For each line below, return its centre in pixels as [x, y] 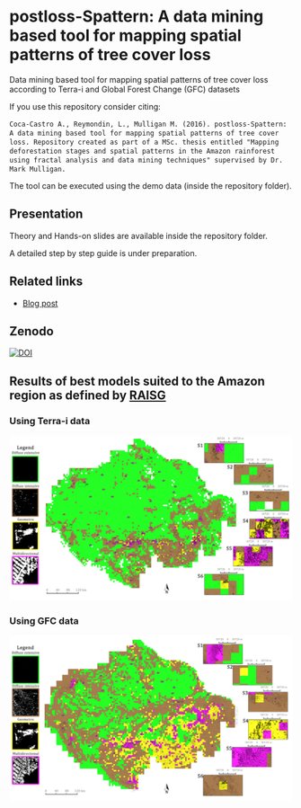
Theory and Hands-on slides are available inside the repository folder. [138, 235]
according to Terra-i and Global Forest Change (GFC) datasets [125, 89]
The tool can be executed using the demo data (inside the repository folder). [150, 185]
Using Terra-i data [50, 421]
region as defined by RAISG [88, 395]
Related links [46, 282]
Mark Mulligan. [38, 169]
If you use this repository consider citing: [85, 106]
